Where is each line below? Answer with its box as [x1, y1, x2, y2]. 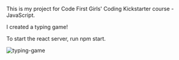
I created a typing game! [6, 24, 69, 30]
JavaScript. [6, 12, 36, 19]
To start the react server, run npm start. [6, 35, 106, 42]
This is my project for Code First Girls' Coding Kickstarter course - [6, 5, 174, 12]
